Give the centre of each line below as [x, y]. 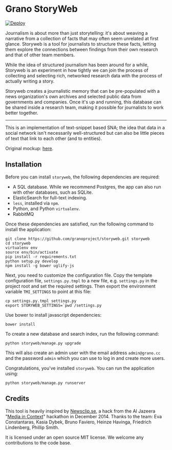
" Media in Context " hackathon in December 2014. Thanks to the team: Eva [84, 416]
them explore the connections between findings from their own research [82, 49]
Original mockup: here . [29, 148]
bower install [20, 324]
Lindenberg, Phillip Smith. [32, 427]
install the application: [28, 229]
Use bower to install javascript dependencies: [53, 315]
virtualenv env [21, 248]
